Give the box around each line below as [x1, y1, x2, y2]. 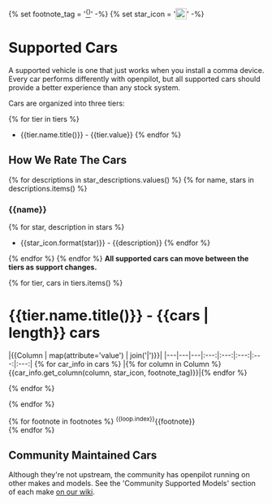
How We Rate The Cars [8, 153, 127, 167]
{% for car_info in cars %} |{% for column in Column [34, 359, 209, 368]
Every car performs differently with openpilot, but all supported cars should [8, 74, 261, 84]
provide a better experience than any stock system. [8, 82, 181, 93]
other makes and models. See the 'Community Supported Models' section [8, 479, 256, 489]
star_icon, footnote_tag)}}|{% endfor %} [113, 368, 248, 377]
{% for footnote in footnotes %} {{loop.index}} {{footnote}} [8, 415, 196, 426]
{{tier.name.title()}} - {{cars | [8, 307, 209, 325]
